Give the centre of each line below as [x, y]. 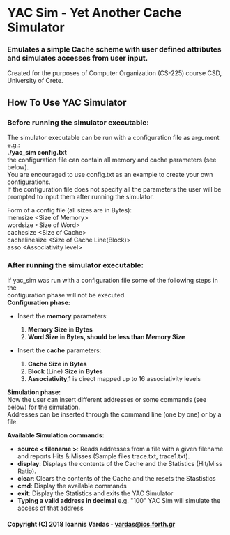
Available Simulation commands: [56, 435]
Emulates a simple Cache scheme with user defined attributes [114, 49]
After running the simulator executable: [76, 265]
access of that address [50, 508]
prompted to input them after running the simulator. [81, 197]
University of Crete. [36, 81]
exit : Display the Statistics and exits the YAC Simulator [95, 493]
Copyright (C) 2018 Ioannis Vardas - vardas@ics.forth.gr [91, 525]
